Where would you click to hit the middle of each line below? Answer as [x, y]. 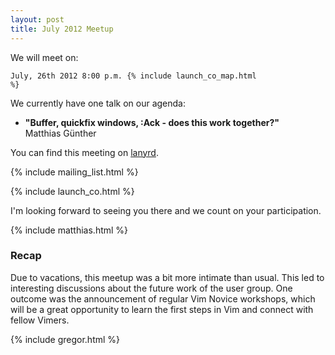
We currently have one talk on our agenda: [98, 103]
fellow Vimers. [40, 320]
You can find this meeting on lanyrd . [84, 152]
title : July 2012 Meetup [62, 29]
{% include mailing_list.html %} [74, 172]
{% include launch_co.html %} [72, 191]
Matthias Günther [60, 133]
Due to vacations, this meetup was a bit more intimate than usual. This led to [167, 277]
